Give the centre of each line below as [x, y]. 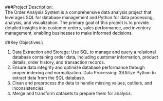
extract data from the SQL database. [49, 78]
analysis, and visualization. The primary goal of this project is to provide [77, 22]
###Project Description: [29, 7]
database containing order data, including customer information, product [85, 57]
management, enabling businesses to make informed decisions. [69, 33]
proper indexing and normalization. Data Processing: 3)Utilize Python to [84, 72]
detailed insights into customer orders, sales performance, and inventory [78, 28]
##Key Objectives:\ [24, 42]
